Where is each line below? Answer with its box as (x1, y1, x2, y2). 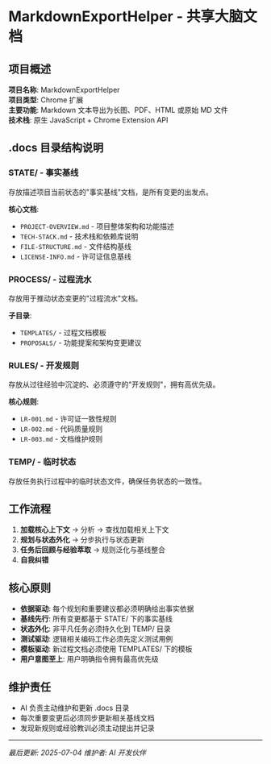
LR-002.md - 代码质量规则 (19, 424, 103, 434)
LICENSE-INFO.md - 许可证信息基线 (19, 251, 131, 261)
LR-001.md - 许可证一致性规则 (19, 414, 117, 424)
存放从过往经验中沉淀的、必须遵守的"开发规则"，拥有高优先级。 (8, 380, 220, 389)
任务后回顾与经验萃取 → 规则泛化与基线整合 (19, 545, 166, 554)
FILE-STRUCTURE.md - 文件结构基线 (19, 241, 131, 251)
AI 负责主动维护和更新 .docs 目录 (19, 703, 130, 713)
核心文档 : (8, 204, 40, 214)
